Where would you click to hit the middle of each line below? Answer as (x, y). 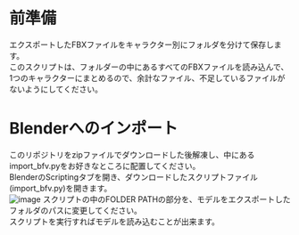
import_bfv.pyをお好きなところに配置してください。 (105, 166)
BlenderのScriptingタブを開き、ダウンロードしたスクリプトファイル (134, 177)
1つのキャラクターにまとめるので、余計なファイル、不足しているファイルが (147, 77)
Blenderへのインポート (94, 129)
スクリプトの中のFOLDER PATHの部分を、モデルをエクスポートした (167, 199)
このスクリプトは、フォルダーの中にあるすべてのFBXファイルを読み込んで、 (149, 67)
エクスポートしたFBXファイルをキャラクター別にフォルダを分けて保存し (141, 45)
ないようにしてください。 (56, 89)
